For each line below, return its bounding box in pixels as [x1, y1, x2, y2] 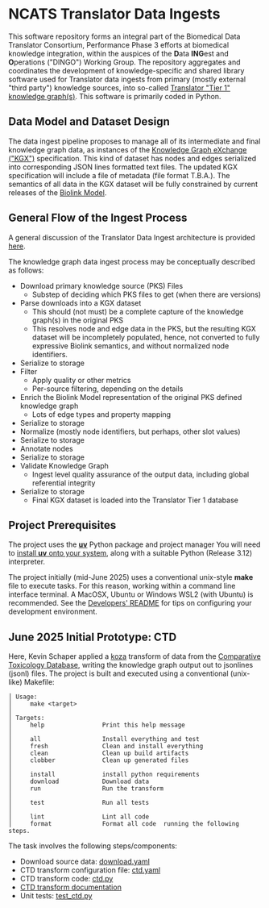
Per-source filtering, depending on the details [31, 384, 184, 394]
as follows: [8, 265, 44, 275]
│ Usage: [8, 693, 38, 702]
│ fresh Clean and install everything [8, 743, 204, 751]
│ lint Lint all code [8, 813, 150, 821]
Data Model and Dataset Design [8, 115, 171, 129]
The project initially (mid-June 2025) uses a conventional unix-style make [8, 573, 254, 582]
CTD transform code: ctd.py [19, 874, 114, 884]
